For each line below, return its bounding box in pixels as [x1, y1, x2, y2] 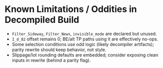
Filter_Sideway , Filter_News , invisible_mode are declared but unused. [11, 30, 157, 36]
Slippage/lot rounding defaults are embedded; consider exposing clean [11, 51, 159, 58]
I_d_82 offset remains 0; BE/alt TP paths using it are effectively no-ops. [11, 36, 159, 42]
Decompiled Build [4, 14, 79, 25]
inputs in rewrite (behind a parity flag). [11, 57, 91, 63]
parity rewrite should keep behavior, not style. [11, 46, 107, 52]
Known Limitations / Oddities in [4, 3, 138, 15]
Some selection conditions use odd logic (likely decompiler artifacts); [11, 41, 154, 47]
